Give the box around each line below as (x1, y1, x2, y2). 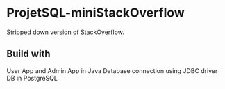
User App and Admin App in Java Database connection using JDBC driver (6, 66, 218, 74)
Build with (6, 48, 51, 60)
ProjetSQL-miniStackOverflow (6, 5, 185, 21)
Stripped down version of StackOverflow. (6, 28, 124, 36)
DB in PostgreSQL (6, 74, 58, 82)
